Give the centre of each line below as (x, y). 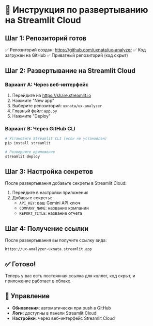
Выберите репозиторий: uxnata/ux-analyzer (57, 105)
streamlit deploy (23, 156)
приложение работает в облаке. (38, 281)
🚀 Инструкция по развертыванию (77, 10)
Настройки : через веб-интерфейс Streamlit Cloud (63, 318)
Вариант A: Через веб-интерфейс (47, 85)
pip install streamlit (28, 143)
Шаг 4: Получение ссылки (47, 229)
